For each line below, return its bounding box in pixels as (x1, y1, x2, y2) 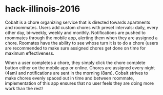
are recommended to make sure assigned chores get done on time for (5, 45, 146, 51)
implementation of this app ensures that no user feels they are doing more (5, 80, 154, 86)
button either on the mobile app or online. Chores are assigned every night (5, 64, 155, 71)
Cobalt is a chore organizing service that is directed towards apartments (5, 19, 150, 25)
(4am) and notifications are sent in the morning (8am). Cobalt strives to (5, 70, 148, 76)
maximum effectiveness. (5, 50, 55, 56)
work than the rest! (5, 85, 43, 91)
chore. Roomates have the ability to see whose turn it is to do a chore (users (5, 40, 159, 46)
